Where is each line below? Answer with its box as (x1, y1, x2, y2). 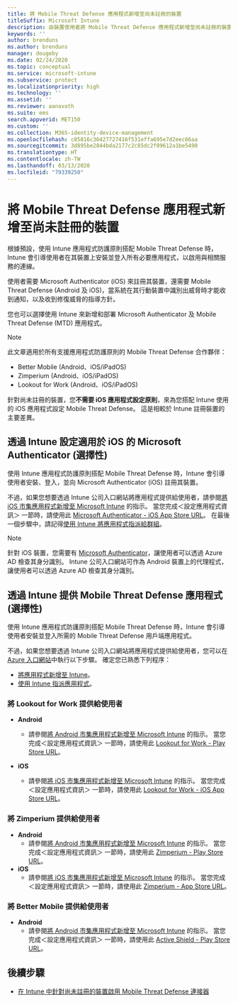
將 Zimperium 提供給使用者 (7, 814, 101, 824)
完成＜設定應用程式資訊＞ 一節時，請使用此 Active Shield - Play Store (28, 935, 230, 944)
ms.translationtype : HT (7, 149, 78, 156)
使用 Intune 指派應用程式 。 (17, 679, 96, 688)
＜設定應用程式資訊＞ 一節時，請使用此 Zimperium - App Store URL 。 (28, 881, 231, 891)
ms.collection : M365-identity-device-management (7, 129, 154, 136)
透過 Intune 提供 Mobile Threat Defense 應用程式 (7, 589, 223, 601)
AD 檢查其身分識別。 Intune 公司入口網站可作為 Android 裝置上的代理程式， (7, 558, 228, 566)
